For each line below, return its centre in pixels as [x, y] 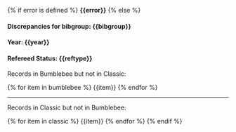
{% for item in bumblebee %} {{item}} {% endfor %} [83, 88]
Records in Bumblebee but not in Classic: [67, 74]
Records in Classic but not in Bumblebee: [67, 107]
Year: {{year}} [28, 42]
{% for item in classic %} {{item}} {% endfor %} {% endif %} [95, 121]
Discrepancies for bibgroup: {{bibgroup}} [69, 26]
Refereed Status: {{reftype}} [50, 58]
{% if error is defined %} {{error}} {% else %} [74, 10]
